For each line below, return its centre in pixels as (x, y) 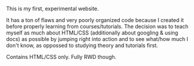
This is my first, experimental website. (53, 9)
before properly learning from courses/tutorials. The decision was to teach (97, 26)
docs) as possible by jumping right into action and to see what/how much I (97, 39)
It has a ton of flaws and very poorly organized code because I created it (95, 20)
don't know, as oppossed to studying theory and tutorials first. (82, 45)
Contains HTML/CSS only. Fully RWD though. (61, 57)
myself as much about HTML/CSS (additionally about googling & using (92, 33)
